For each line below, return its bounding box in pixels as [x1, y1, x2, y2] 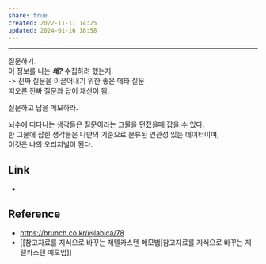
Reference [8, 207, 61, 220]
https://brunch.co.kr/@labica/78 [19, 228, 125, 238]
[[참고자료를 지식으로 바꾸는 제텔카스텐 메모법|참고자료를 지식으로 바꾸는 [19, 238, 244, 247]
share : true [8, 11, 47, 20]
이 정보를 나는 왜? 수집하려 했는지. [8, 67, 113, 76]
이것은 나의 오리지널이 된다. [8, 140, 93, 149]
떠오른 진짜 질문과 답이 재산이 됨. [8, 86, 110, 96]
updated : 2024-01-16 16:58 [8, 26, 97, 34]
